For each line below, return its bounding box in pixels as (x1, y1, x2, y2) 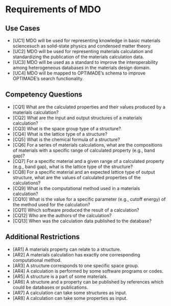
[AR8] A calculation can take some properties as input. (12, 295, 128, 301)
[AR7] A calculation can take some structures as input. (12, 290, 128, 296)
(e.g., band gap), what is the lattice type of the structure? (12, 163, 133, 170)
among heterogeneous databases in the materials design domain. (12, 65, 151, 70)
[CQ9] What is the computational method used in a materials (12, 185, 140, 191)
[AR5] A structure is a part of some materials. (12, 273, 108, 279)
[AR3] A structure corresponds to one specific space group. (12, 262, 139, 269)
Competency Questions (5, 90, 83, 99)
